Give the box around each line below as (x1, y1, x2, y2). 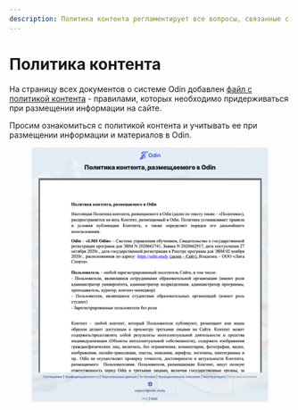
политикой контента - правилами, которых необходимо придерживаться (9, 93, 289, 104)
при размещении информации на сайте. (9, 103, 162, 113)
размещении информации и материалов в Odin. (9, 130, 192, 140)
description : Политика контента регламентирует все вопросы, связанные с (9, 14, 290, 23)
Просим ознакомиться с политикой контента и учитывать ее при (9, 120, 258, 130)
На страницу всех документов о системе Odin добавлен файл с (9, 83, 252, 94)
